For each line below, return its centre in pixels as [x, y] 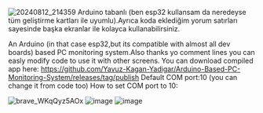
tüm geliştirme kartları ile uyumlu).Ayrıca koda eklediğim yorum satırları [123, 20]
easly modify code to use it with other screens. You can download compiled [131, 60]
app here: [24, 69]
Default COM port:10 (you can [189, 77]
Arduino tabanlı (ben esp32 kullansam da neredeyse [162, 12]
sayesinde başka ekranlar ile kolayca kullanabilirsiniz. [94, 29]
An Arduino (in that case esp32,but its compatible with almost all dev [119, 44]
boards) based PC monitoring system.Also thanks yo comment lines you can [131, 52]
